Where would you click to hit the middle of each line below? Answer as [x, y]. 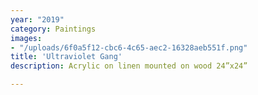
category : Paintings [53, 29]
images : [26, 38]
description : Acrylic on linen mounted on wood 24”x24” [129, 66]
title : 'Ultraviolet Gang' [66, 57]
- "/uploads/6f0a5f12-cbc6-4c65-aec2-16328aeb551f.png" [129, 47]
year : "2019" [37, 19]
